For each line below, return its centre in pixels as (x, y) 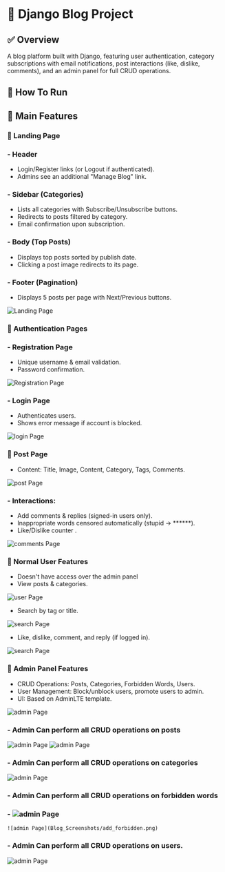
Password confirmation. (51, 369)
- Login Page (29, 401)
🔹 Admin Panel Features (48, 669)
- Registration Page (40, 347)
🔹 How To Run (37, 93)
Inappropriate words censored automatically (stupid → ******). (106, 523)
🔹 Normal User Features (47, 561)
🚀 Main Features (42, 116)
